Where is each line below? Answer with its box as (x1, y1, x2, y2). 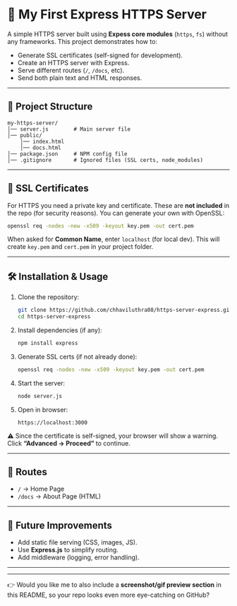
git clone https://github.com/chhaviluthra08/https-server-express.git (17, 307, 233, 314)
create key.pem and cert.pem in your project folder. (7, 243, 154, 251)
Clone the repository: (17, 293, 80, 301)
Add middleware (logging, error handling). (17, 553, 140, 561)
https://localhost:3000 (17, 419, 88, 426)
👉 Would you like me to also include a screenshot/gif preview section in (7, 581, 222, 589)
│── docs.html (20, 144, 61, 151)
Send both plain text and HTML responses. (17, 74, 142, 82)
